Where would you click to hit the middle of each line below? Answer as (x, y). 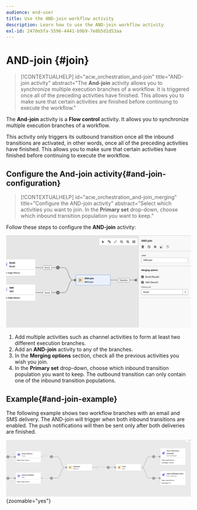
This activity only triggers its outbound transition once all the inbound (90, 137)
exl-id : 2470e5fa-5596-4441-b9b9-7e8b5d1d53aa (64, 31)
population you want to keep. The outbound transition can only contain (100, 374)
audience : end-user (30, 12)
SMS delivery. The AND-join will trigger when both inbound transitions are (95, 419)
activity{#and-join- (130, 174)
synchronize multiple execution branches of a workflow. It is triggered (105, 89)
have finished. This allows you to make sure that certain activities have (91, 149)
